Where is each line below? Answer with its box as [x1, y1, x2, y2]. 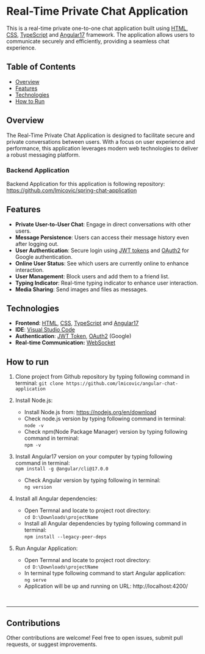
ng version [24, 485, 52, 491]
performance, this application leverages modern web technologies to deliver [6, 144, 198, 152]
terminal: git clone [15, 379, 64, 387]
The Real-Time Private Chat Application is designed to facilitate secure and [6, 132, 195, 139]
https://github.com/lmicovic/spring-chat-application [6, 187, 137, 194]
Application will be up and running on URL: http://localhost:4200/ [24, 582, 188, 590]
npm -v [24, 442, 41, 448]
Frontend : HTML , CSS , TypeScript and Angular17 [15, 319, 139, 327]
